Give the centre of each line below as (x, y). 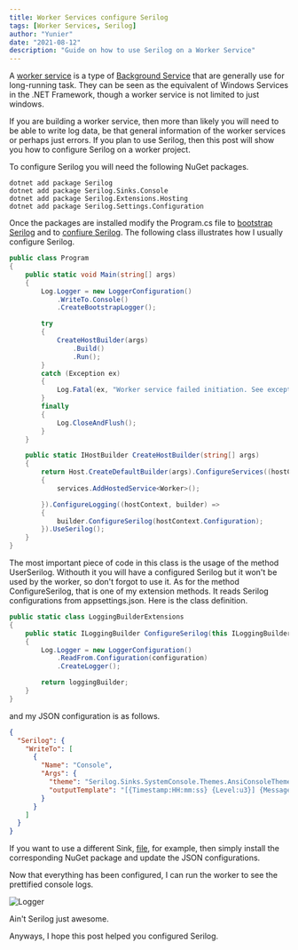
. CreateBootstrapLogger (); (106, 307)
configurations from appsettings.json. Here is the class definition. (129, 600)
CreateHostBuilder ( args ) (102, 340)
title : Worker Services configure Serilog (89, 17)
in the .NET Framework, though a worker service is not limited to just (134, 95)
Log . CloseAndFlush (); (97, 423)
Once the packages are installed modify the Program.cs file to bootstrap (141, 223)
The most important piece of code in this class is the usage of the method (144, 563)
